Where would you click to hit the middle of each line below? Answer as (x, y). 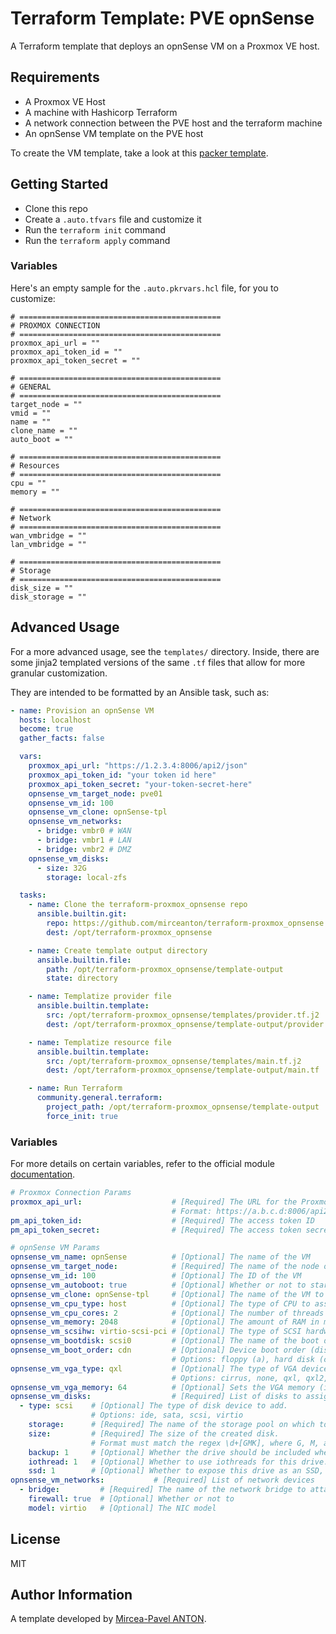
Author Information (71, 1595)
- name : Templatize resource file (100, 1042)
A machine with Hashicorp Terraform (101, 112)
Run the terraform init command (95, 229)
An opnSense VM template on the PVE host (114, 133)
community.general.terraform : (99, 1098)
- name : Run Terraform (75, 1088)
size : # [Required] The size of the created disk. (154, 1433)
